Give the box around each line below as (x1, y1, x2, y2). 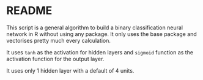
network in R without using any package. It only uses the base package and (6, 30, 197, 37)
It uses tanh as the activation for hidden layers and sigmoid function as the (6, 48, 194, 56)
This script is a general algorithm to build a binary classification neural (6, 24, 183, 31)
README (6, 4, 53, 18)
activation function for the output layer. (6, 55, 105, 62)
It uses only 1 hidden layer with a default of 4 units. (6, 67, 135, 74)
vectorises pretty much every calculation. (6, 37, 111, 44)
